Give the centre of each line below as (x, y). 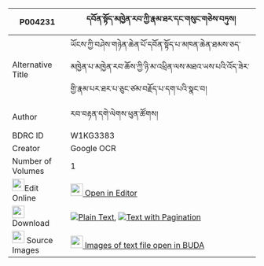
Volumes (28, 171)
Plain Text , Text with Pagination (140, 217)
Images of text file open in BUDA (145, 245)
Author (25, 116)
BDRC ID (28, 135)
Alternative (32, 65)
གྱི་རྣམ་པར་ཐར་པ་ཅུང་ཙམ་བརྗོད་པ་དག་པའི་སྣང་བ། (139, 89)
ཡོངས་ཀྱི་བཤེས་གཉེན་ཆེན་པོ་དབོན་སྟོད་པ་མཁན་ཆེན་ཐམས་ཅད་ (156, 44)
